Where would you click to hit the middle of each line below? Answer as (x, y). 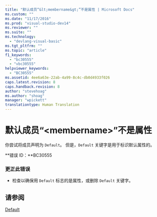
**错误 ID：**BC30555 (29, 155)
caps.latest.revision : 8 (30, 82)
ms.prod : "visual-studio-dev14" (38, 23)
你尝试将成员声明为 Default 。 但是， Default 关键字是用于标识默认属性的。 (80, 145)
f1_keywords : (18, 55)
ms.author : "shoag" (25, 96)
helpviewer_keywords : (27, 69)
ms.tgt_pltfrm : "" (24, 46)
